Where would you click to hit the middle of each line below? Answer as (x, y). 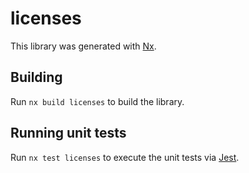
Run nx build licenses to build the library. (97, 101)
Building (36, 77)
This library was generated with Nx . (83, 46)
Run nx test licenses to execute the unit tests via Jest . (125, 157)
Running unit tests (68, 133)
